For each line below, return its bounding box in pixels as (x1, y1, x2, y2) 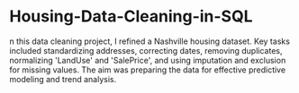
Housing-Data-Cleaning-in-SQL (9, 6, 254, 27)
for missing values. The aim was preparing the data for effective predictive (9, 64, 286, 75)
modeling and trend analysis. (9, 73, 117, 84)
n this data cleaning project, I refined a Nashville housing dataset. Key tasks (9, 36, 291, 46)
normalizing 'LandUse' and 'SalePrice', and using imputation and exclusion (9, 55, 286, 65)
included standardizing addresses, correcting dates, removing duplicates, (9, 45, 283, 55)
